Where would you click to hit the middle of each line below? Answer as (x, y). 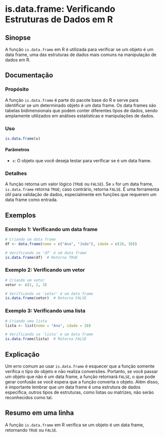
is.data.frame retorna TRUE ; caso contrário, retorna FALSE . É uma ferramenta (82, 189)
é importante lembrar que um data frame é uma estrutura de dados (73, 387)
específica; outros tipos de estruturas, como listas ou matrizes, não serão (80, 392)
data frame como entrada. (31, 200)
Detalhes (16, 173)
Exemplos (20, 215)
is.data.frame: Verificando (60, 9)
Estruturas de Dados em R (59, 19)
